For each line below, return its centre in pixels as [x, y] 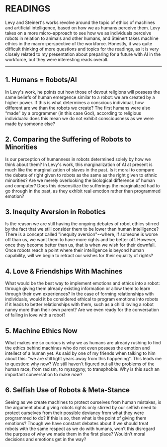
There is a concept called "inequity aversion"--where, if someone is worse [82, 234]
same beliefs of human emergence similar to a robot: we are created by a [80, 97]
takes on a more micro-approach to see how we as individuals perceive [78, 33]
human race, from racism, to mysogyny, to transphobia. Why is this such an [83, 369]
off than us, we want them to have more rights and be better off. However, [81, 240]
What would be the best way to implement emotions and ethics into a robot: [83, 283]
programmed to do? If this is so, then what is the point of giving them [76, 418]
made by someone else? [30, 124]
